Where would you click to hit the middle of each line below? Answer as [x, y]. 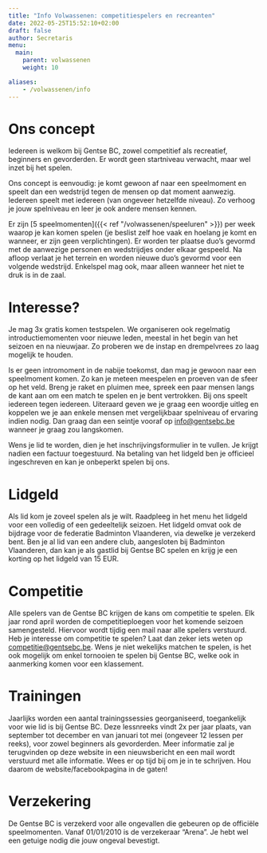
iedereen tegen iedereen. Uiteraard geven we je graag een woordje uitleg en [133, 405]
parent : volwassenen [57, 61]
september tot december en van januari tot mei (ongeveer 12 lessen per [126, 736]
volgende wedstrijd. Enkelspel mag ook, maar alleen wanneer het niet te [126, 267]
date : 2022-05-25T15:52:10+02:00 [64, 23]
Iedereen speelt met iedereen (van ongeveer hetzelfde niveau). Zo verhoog [132, 200]
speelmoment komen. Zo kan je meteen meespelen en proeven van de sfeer [133, 379]
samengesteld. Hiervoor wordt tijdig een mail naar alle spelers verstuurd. [128, 630]
